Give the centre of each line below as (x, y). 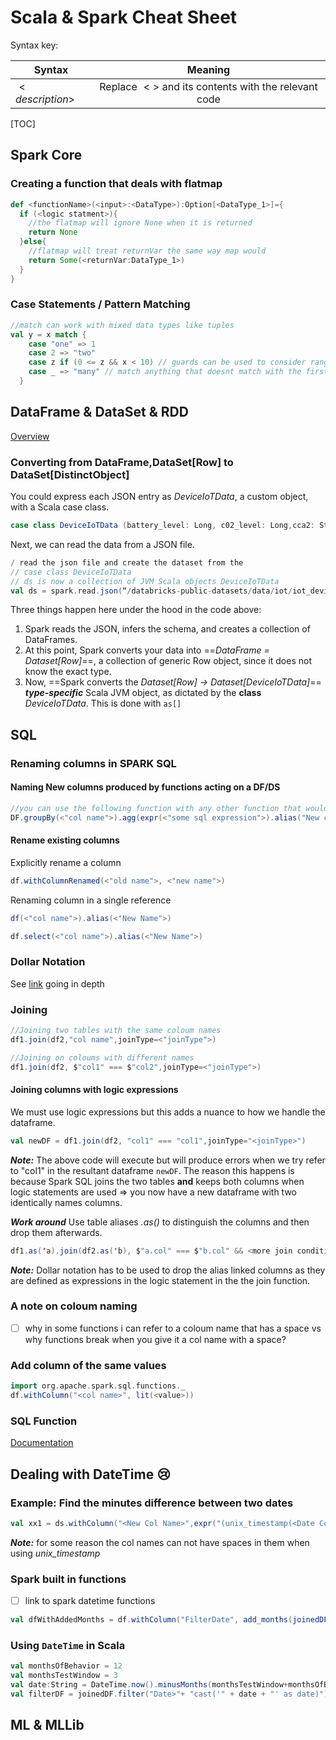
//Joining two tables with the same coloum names (116, 1031)
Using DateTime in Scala (68, 1645)
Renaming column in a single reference (91, 900)
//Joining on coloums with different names (102, 1057)
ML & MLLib (47, 1725)
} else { (33, 242)
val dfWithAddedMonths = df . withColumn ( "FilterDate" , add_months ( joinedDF (169, 1620)
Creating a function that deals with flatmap (116, 184)
